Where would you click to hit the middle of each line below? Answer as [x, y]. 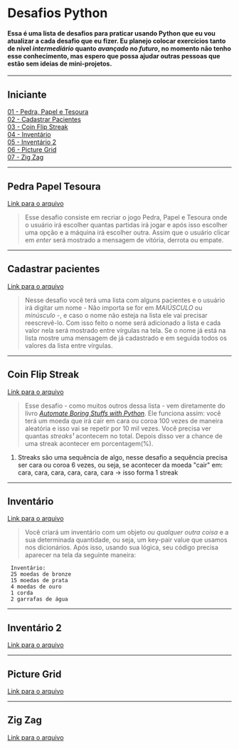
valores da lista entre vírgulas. [69, 345]
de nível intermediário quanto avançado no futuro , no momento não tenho [119, 48]
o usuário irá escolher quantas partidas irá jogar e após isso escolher [126, 225]
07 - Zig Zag [26, 157]
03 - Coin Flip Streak [38, 127]
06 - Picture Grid [32, 150]
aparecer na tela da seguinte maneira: [80, 555]
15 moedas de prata [39, 581]
